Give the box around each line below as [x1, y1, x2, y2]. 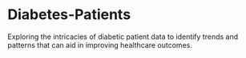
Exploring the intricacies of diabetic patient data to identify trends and [7, 32, 239, 41]
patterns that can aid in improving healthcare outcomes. [7, 40, 193, 49]
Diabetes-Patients [7, 6, 131, 24]
